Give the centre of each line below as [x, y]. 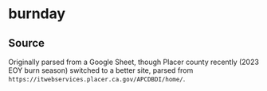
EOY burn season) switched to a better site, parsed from [101, 70]
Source [27, 43]
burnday [37, 14]
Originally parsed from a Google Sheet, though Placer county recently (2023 [133, 62]
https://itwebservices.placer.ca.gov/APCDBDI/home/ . [97, 79]
